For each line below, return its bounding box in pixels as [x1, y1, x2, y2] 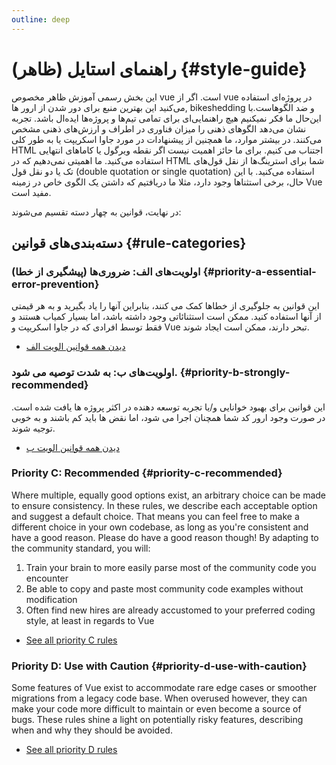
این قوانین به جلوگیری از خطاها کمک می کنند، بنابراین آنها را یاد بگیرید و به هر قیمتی [11, 300, 320, 312]
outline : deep [11, 14, 71, 25]
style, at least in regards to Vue [25, 614, 155, 626]
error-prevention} [11, 277, 100, 291]
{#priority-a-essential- [202, 264, 317, 278]
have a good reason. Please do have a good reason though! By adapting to [11, 531, 319, 543]
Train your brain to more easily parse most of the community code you [25, 561, 317, 573]
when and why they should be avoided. [11, 724, 173, 736]
